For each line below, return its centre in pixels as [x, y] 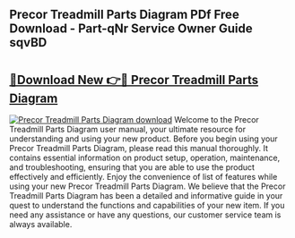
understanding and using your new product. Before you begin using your [143, 139]
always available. [41, 224]
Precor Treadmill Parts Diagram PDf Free [124, 15]
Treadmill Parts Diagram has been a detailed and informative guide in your [146, 195]
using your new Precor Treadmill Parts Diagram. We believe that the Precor [147, 186]
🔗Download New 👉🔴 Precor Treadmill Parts [134, 80]
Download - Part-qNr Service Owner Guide [131, 29]
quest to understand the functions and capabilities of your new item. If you [147, 205]
